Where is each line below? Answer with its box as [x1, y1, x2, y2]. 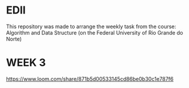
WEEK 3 [6, 56, 46, 69]
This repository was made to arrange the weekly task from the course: [6, 23, 177, 30]
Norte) [6, 35, 22, 42]
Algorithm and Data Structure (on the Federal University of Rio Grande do [6, 29, 183, 36]
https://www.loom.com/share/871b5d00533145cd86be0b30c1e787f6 [6, 75, 174, 82]
